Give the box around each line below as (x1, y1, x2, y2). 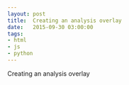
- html (7, 37, 27, 44)
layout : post (7, 10, 46, 18)
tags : (7, 30, 23, 38)
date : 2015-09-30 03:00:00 (7, 23, 94, 30)
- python (7, 50, 33, 57)
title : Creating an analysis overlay (7, 17, 122, 24)
